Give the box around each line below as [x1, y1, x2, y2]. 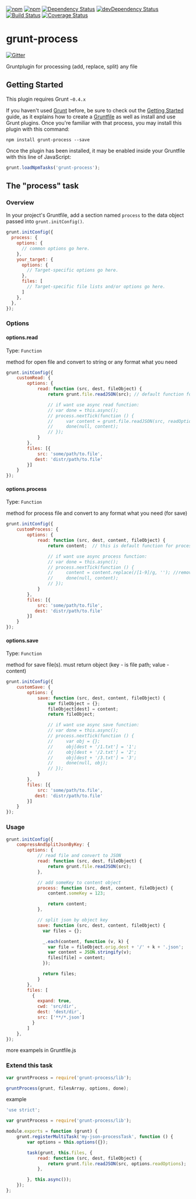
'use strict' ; [6, 1107, 41, 1113]
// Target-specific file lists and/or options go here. [27, 284, 166, 290]
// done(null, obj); [47, 760, 108, 766]
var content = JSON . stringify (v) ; [47, 949, 132, 955]
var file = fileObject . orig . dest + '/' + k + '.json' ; [47, 944, 184, 950]
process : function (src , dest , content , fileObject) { [37, 885, 174, 891]
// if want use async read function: [47, 402, 140, 408]
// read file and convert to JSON [37, 853, 121, 859]
